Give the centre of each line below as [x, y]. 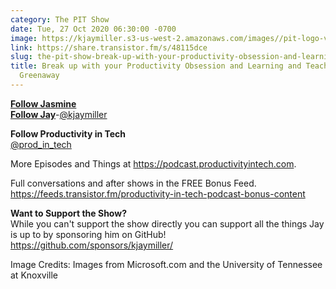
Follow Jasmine [43, 103]
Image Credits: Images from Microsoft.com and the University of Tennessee [166, 264]
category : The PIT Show [60, 19]
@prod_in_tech [41, 144]
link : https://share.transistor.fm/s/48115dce [109, 47]
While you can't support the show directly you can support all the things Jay [167, 223]
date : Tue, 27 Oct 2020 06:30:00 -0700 [93, 29]
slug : [21, 57]
